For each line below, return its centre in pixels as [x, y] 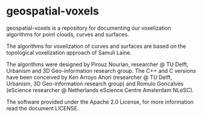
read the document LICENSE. [43, 108]
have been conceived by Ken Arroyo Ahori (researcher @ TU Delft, [89, 77]
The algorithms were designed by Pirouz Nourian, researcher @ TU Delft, [97, 64]
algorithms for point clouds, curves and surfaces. [68, 34]
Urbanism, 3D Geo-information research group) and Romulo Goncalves [95, 84]
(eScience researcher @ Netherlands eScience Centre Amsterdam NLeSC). [100, 90]
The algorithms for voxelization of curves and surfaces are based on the [96, 46]
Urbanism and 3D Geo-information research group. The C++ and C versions [101, 70]
